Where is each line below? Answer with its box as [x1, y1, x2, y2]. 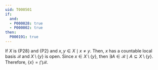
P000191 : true [9, 35, 39, 40]
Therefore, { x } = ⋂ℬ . [5, 59, 48, 65]
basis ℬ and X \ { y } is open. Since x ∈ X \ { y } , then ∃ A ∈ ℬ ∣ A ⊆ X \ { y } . [5, 53, 154, 59]
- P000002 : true [9, 25, 43, 30]
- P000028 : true [9, 21, 43, 26]
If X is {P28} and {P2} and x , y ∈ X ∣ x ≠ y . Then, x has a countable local [5, 47, 153, 54]
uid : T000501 [5, 7, 32, 12]
